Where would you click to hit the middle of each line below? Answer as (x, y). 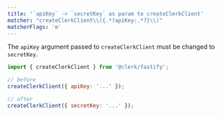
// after (20, 99)
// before (22, 80)
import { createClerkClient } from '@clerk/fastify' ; (88, 67)
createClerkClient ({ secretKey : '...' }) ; (71, 105)
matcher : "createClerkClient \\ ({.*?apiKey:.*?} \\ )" (85, 20)
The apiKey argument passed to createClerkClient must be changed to (111, 47)
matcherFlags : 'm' (34, 27)
